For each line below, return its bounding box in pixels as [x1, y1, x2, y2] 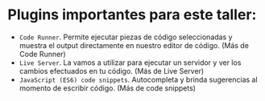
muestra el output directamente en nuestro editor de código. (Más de [19, 40, 249, 50]
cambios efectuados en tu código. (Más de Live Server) [19, 66, 205, 75]
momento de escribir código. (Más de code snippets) [19, 83, 197, 93]
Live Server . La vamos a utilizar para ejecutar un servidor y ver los [19, 58, 242, 67]
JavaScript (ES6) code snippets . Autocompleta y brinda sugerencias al [19, 75, 259, 84]
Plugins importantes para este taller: [7, 6, 257, 24]
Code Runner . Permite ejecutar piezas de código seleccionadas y [19, 32, 233, 42]
